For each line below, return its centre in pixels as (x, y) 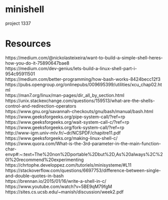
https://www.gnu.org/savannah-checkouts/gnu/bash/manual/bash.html (79, 111)
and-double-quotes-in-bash (35, 176)
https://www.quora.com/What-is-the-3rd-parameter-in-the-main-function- (83, 143)
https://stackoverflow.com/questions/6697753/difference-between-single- (83, 170)
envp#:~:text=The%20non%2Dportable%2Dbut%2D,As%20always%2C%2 (84, 154)
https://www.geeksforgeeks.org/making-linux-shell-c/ (61, 138)
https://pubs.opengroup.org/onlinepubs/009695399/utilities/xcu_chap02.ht (84, 84)
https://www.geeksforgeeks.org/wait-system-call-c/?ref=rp (67, 122)
